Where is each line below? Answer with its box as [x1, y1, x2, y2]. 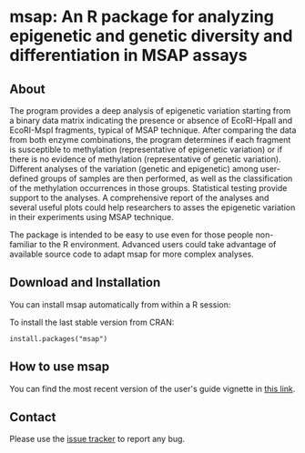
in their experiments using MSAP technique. [9, 212, 175, 222]
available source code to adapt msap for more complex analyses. [9, 248, 254, 259]
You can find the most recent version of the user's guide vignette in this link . [9, 383, 296, 394]
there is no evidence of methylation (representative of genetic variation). [9, 154, 281, 165]
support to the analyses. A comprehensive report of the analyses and [9, 193, 269, 203]
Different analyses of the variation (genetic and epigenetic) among [9, 164, 259, 174]
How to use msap [9, 359, 110, 375]
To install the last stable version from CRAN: [9, 317, 175, 327]
